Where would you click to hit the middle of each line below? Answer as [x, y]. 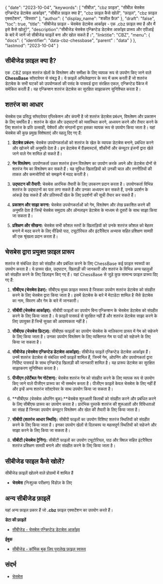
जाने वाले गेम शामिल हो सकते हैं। [37, 153]
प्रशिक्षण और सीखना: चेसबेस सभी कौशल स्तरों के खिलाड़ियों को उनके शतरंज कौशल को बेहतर [83, 225]
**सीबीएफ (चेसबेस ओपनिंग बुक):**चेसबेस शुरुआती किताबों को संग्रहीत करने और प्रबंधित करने [84, 399]
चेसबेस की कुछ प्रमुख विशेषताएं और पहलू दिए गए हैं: [43, 133]
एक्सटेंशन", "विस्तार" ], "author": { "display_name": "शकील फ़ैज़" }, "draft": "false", [80, 19]
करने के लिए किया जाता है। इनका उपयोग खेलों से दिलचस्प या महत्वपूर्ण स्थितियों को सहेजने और [84, 425]
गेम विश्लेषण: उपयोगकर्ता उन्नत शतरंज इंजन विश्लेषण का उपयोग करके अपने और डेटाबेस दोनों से [84, 163]
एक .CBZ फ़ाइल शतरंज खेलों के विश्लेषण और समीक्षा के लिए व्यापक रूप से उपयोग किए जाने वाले [78, 73]
